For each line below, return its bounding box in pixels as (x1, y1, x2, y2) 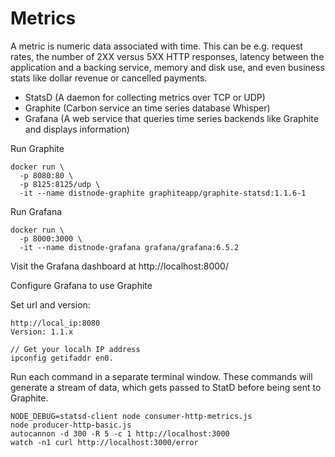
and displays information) (24, 123, 130, 135)
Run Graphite (10, 142, 65, 154)
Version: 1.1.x (10, 327, 74, 337)
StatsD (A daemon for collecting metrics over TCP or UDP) (24, 91, 266, 103)
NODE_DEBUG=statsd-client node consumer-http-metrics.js (10, 411, 253, 421)
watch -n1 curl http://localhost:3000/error (10, 437, 199, 447)
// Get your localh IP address (10, 344, 141, 354)
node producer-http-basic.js (10, 420, 132, 430)
